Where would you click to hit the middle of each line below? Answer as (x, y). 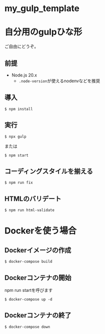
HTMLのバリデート (33, 199)
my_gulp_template (42, 8)
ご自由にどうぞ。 (22, 46)
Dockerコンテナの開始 (38, 278)
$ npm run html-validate (30, 210)
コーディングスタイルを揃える (49, 171)
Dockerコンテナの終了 (38, 315)
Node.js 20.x (24, 75)
